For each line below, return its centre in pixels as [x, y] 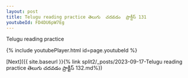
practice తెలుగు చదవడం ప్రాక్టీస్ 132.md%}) [54, 68]
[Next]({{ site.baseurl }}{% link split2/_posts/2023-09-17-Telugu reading [94, 62]
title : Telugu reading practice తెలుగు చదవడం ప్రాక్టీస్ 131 [76, 17]
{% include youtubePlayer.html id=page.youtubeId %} [72, 50]
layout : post [22, 11]
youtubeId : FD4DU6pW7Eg [35, 22]
